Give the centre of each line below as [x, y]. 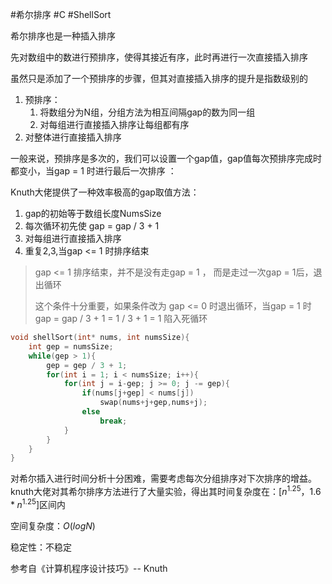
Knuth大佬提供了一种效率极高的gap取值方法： [105, 192]
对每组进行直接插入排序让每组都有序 [114, 124]
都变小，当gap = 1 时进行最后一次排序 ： [93, 171]
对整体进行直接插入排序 [73, 137]
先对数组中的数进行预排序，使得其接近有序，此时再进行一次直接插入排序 [159, 57]
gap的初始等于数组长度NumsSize [93, 213]
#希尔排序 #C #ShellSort [61, 14]
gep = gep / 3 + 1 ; [87, 365]
